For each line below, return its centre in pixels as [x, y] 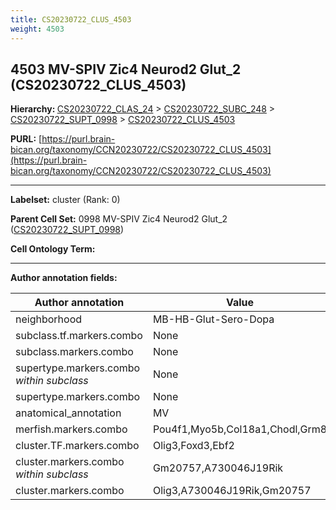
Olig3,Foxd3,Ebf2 [193, 446]
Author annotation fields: [64, 278]
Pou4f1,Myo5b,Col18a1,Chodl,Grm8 [240, 429]
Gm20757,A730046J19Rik [218, 468]
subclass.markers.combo [74, 352]
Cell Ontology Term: [53, 249]
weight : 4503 [37, 29]
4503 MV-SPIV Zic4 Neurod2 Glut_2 [126, 69]
